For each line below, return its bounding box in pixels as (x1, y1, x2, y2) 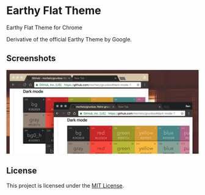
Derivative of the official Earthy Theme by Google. (6, 35, 132, 43)
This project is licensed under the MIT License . (6, 182, 124, 189)
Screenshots (6, 53, 56, 64)
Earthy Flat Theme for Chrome (6, 24, 82, 31)
